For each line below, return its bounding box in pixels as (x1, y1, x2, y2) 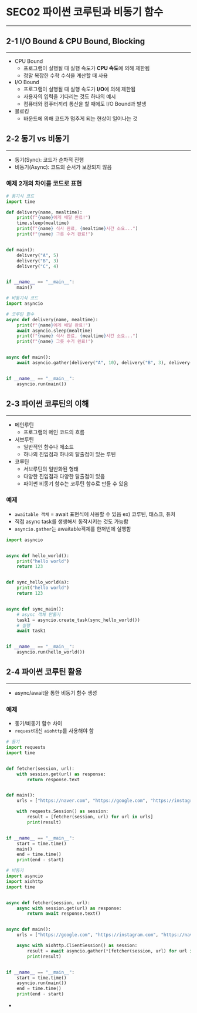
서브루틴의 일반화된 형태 (23, 465, 79, 472)
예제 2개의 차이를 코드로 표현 (6, 179, 82, 188)
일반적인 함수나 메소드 (23, 443, 74, 450)
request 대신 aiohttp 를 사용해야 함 (14, 727, 94, 734)
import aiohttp (6, 878, 43, 884)
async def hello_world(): (6, 552, 69, 559)
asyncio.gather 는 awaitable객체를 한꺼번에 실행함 (14, 525, 131, 532)
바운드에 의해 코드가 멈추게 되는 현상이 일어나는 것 (23, 115, 138, 122)
